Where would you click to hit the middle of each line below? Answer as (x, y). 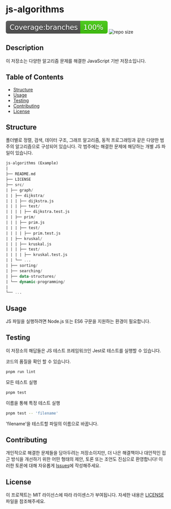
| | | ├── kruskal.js (29, 244)
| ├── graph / (20, 190)
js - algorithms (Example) (32, 163)
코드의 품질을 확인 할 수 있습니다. (38, 361)
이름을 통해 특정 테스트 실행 (33, 403)
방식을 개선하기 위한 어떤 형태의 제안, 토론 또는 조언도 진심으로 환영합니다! (84, 459)
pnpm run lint (21, 372)
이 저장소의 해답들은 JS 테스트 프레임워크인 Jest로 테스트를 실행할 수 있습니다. (83, 350)
